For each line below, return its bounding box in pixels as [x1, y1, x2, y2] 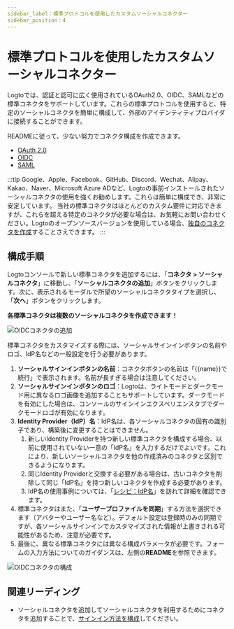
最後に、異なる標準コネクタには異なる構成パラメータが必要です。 [17, 539, 206, 548]
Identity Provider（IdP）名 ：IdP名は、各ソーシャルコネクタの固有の [17, 417, 214, 425]
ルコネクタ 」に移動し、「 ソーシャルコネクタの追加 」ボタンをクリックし [7, 279, 212, 288]
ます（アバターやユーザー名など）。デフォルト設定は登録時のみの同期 [17, 514, 217, 522]
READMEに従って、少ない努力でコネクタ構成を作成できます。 [7, 132, 184, 141]
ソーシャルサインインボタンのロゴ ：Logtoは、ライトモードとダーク [17, 382, 212, 390]
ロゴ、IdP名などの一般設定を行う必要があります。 [7, 350, 151, 358]
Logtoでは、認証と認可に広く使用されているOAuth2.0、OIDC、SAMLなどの [7, 91, 224, 99]
